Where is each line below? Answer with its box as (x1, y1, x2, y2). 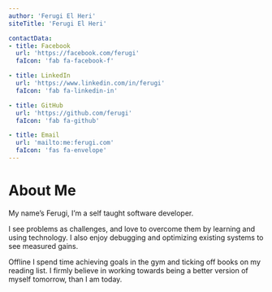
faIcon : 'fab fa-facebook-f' (15, 57, 114, 65)
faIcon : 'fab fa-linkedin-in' (15, 86, 118, 94)
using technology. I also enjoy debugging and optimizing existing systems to (8, 233, 264, 242)
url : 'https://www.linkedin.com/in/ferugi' (15, 79, 165, 87)
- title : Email (8, 131, 60, 139)
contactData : (8, 34, 53, 42)
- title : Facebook (8, 41, 71, 50)
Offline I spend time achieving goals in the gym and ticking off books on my (8, 257, 261, 267)
